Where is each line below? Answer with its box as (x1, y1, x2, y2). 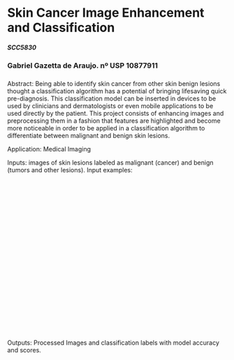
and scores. (7, 345, 42, 354)
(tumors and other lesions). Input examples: (7, 166, 133, 174)
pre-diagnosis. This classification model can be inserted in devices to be (7, 94, 217, 103)
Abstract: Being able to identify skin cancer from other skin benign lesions (7, 80, 221, 88)
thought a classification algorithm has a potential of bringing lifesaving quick (7, 87, 227, 96)
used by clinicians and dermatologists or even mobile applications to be (7, 102, 214, 110)
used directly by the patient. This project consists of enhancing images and (7, 110, 224, 118)
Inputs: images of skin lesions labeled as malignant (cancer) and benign (7, 158, 214, 167)
